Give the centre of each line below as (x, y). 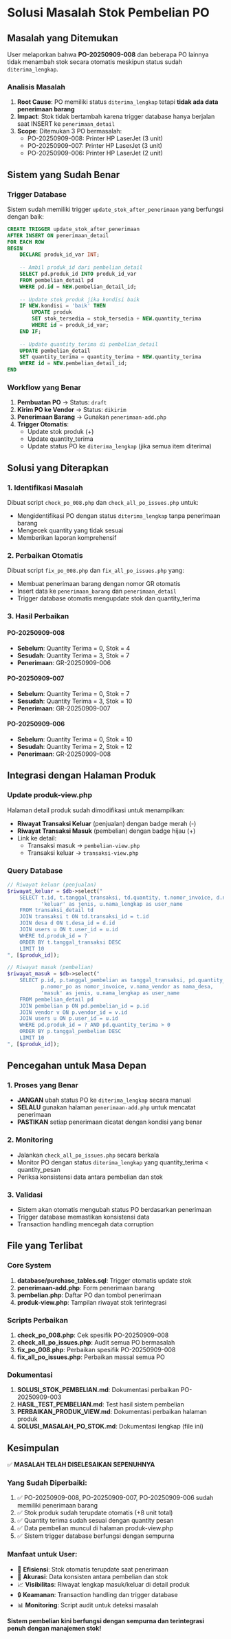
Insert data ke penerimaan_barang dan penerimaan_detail (97, 591)
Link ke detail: (37, 838)
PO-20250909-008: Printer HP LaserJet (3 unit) (95, 138)
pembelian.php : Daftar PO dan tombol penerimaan (89, 1295)
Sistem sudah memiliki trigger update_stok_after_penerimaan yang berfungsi (115, 209)
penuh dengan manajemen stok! (54, 1628)
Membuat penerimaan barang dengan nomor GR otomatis (99, 584)
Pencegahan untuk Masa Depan (77, 1066)
